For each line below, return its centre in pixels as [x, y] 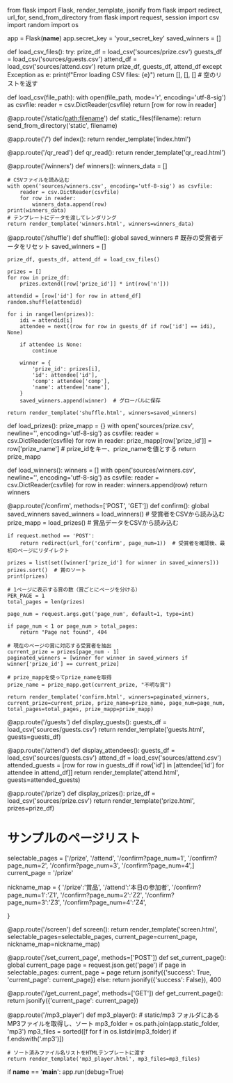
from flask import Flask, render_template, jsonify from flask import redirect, [115, 10]
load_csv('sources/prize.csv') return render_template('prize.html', [101, 801]
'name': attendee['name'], [71, 387]
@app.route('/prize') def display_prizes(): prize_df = [81, 793]
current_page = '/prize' [40, 872]
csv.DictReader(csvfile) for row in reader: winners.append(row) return [107, 485]
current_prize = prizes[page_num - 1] [63, 652]
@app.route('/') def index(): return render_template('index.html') [99, 139]
